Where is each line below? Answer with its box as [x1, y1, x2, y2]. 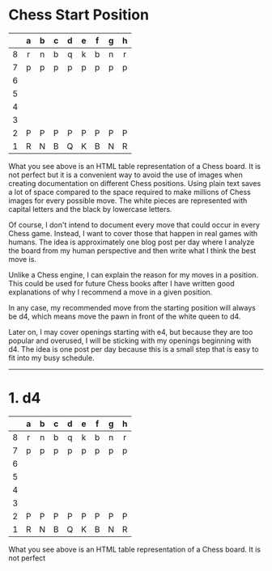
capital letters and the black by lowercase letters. [8, 204, 172, 214]
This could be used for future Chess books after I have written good [8, 278, 235, 288]
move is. [8, 254, 36, 264]
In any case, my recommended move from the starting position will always [8, 302, 257, 312]
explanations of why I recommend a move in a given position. [8, 287, 213, 297]
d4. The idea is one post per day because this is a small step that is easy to [8, 344, 259, 353]
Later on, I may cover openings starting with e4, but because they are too [8, 327, 253, 336]
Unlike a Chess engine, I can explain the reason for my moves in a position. [8, 269, 259, 280]
